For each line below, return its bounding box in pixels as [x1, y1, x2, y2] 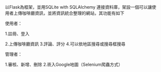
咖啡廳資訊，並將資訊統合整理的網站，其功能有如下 [21, 10, 125, 16]
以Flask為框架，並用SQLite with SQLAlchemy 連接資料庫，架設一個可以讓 [5, 4, 152, 10]
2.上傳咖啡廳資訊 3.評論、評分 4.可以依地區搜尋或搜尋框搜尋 [5, 41, 125, 47]
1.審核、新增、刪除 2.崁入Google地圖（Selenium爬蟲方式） [5, 62, 123, 67]
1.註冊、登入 [5, 31, 30, 36]
